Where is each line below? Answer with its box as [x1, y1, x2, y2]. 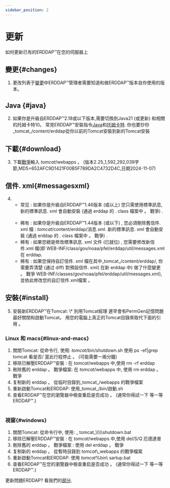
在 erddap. [20, 251, 43, 258]
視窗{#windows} [5, 417, 47, 424]
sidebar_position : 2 [5, 7, 49, 13]
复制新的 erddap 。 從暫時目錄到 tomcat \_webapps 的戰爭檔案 [12, 448, 143, 454]
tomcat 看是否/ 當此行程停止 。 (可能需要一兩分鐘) [12, 353, 118, 359]
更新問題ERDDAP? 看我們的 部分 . [5, 477, 73, 483]
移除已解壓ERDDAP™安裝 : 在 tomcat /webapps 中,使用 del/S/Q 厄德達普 [12, 435, 161, 442]
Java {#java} [5, 101, 47, 110]
